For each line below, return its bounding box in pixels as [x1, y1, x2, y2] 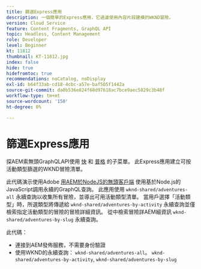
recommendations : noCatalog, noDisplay [6, 76, 106, 82]
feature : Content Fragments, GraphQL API [6, 25, 112, 32]
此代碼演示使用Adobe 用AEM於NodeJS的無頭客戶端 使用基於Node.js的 [6, 178, 181, 185]
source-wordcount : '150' [6, 98, 68, 104]
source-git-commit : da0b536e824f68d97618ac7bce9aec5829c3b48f [6, 87, 165, 93]
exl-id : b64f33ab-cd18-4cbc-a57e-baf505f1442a [6, 82, 125, 88]
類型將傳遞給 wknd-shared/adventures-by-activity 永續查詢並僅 [37, 201, 196, 208]
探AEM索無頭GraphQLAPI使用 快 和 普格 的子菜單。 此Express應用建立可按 [6, 158, 191, 165]
